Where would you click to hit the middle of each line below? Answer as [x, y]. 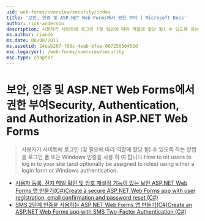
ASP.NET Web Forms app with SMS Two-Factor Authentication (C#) [101, 211]
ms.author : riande [30, 35]
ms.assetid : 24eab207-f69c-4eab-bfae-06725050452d [72, 47]
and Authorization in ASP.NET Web [97, 118]
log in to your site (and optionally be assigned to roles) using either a [108, 163]
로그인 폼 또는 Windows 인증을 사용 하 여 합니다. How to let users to [110, 157]
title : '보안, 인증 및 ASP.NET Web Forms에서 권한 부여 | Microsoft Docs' [97, 18]
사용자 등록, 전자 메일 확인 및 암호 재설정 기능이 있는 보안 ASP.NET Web [101, 183]
